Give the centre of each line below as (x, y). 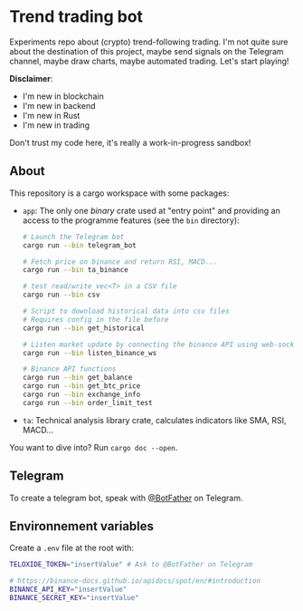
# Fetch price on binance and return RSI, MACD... (120, 262)
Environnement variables (82, 526)
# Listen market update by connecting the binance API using (140, 344)
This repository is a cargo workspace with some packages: (119, 193)
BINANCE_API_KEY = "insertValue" (68, 590)
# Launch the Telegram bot (73, 237)
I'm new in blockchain (63, 96)
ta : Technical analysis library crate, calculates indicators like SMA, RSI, (154, 420)
